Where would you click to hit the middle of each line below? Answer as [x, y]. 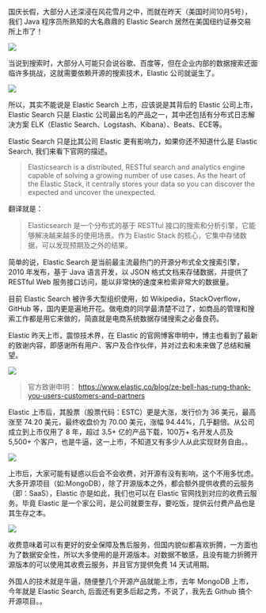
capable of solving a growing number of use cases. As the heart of [137, 175]
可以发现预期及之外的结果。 [87, 245]
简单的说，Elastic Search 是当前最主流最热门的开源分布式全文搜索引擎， [126, 262]
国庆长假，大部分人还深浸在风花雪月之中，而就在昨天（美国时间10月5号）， [130, 11]
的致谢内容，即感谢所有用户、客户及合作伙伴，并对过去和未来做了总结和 [126, 345]
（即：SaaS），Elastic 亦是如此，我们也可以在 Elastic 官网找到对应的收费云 [129, 493]
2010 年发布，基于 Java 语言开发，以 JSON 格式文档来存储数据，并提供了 [129, 272]
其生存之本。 [29, 513]
